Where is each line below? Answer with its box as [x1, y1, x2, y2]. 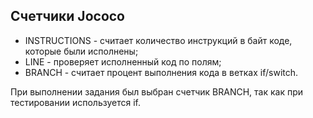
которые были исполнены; [24, 45, 139, 57]
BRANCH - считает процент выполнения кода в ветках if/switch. [24, 66, 299, 78]
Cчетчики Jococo [10, 8, 125, 25]
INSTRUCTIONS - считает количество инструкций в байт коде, [24, 34, 293, 46]
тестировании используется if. [10, 96, 141, 108]
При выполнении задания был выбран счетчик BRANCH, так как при [10, 85, 304, 98]
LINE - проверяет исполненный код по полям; [24, 55, 222, 68]
